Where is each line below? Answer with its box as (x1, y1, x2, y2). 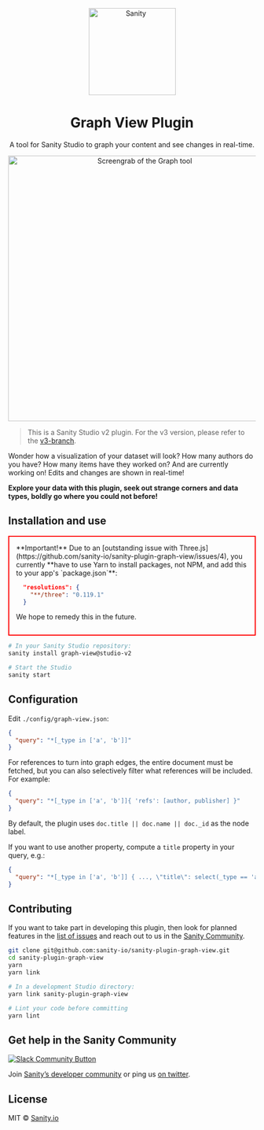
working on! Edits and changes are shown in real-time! (8, 467, 185, 477)
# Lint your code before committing (8, 1004, 128, 1012)
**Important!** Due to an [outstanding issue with (16, 543, 178, 552)
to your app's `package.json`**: (16, 568, 118, 578)
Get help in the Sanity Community (8, 1033, 177, 1047)
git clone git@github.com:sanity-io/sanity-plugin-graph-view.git (8, 947, 230, 955)
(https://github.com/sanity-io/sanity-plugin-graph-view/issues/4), (16, 551, 229, 561)
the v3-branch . (27, 436, 77, 445)
